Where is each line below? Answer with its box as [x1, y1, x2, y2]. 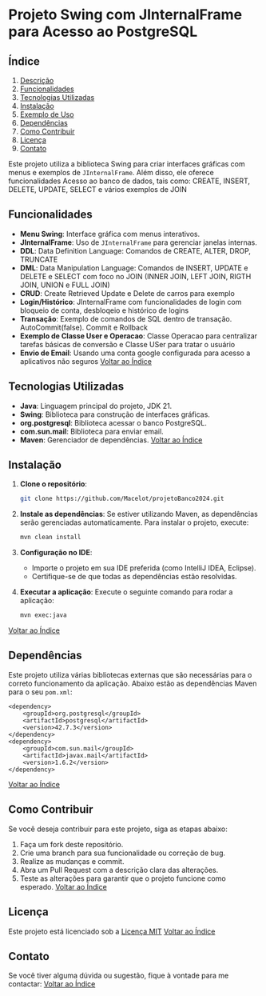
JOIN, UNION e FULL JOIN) [19, 280, 110, 290]
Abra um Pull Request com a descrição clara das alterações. [19, 865, 219, 874]
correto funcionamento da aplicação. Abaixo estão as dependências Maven [8, 678, 257, 688]
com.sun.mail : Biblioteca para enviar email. [19, 426, 164, 436]
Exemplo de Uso [19, 110, 74, 119]
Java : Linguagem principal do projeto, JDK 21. [19, 401, 173, 410]
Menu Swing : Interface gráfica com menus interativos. [19, 229, 200, 238]
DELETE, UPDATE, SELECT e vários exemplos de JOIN [8, 185, 188, 194]
